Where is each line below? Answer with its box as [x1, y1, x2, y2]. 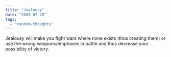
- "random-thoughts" [10, 21, 54, 27]
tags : [5, 17, 17, 22]
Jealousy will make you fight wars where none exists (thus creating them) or [5, 35, 166, 41]
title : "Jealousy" [5, 7, 44, 13]
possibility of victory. [5, 46, 50, 52]
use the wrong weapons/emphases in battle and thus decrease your [5, 41, 149, 47]
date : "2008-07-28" [5, 12, 47, 17]
